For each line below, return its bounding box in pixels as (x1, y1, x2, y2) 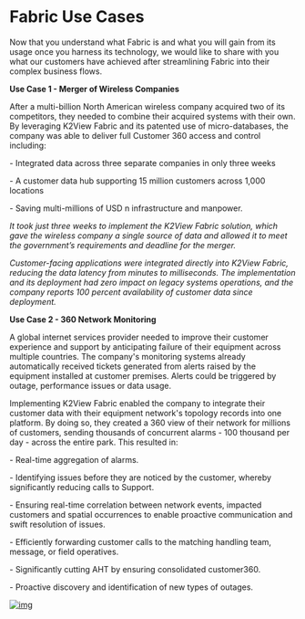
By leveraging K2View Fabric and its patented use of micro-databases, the (9, 121, 289, 131)
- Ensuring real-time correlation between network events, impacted (9, 499, 262, 510)
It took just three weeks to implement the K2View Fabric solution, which (9, 220, 279, 231)
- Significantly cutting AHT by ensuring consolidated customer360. (9, 563, 261, 574)
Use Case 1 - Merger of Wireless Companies (9, 83, 180, 94)
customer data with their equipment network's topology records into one (9, 407, 282, 418)
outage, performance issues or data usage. (9, 380, 172, 391)
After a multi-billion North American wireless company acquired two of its (9, 100, 285, 111)
